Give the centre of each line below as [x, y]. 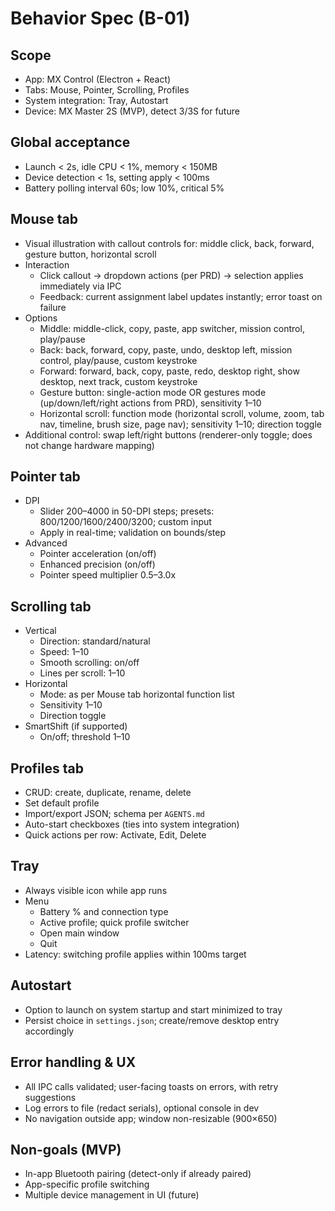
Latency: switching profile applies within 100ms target [135, 954]
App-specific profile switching [87, 1184]
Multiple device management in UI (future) [112, 1195]
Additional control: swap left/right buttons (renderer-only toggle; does [168, 434]
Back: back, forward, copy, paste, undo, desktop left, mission [166, 349]
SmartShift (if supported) [76, 726]
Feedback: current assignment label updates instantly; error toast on [181, 296]
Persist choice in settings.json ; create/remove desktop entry [152, 1020]
